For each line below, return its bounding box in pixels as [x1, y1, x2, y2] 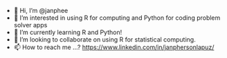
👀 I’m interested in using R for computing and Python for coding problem [13, 14, 221, 22]
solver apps [13, 21, 48, 29]
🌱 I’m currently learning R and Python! [13, 28, 122, 36]
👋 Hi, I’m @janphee [13, 7, 69, 14]
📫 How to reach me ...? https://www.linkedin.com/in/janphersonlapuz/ [13, 43, 215, 51]
